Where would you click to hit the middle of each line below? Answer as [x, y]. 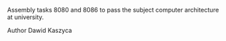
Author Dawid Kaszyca [40, 30]
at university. [26, 17]
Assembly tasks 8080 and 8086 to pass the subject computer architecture [113, 10]
